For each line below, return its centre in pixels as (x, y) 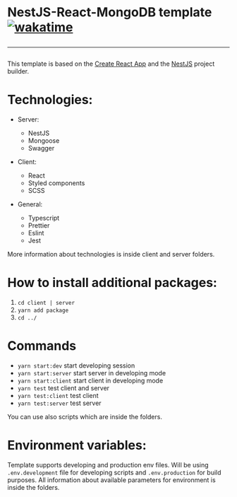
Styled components (56, 183)
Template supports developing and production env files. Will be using (108, 464)
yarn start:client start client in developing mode (90, 380)
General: (30, 204)
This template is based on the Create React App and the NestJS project (111, 64)
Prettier (39, 226)
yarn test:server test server (59, 403)
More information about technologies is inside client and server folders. (111, 255)
